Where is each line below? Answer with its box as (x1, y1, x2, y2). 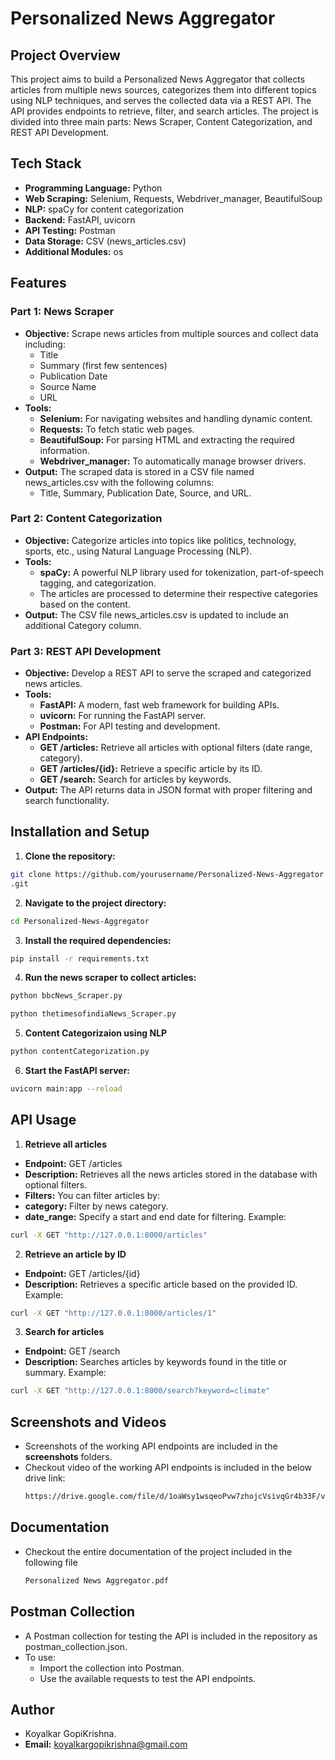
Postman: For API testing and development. (39, 720, 221, 732)
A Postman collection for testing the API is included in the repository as (24, 1630, 318, 1642)
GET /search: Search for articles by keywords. (39, 773, 232, 786)
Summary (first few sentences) (39, 359, 168, 371)
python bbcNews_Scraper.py (10, 991, 123, 1001)
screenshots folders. (24, 1451, 113, 1463)
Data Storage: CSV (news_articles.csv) (24, 235, 187, 247)
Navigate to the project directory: (24, 897, 167, 909)
